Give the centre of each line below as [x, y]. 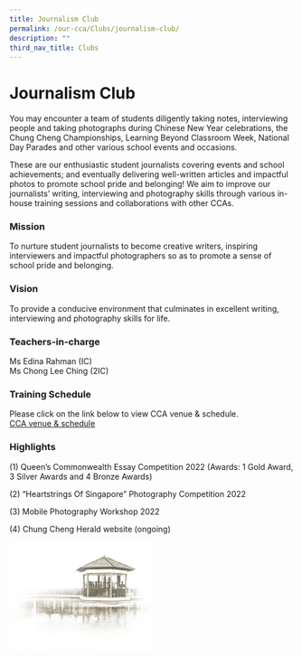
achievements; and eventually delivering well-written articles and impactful [149, 174]
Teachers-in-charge [55, 342]
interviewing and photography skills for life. [90, 318]
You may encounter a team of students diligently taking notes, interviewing [149, 118]
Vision [24, 289]
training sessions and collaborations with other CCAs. [134, 203]
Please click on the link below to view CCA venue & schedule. [124, 414]
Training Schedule [51, 394]
